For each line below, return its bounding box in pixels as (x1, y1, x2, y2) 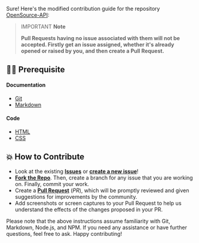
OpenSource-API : (6, 11, 50, 19)
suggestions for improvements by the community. (14, 193, 137, 200)
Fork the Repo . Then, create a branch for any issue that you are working (14, 174, 193, 181)
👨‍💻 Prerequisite (6, 65, 65, 75)
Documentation (6, 81, 46, 89)
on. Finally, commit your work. (14, 180, 90, 187)
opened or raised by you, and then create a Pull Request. (20, 47, 164, 54)
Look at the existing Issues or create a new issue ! (14, 168, 139, 175)
